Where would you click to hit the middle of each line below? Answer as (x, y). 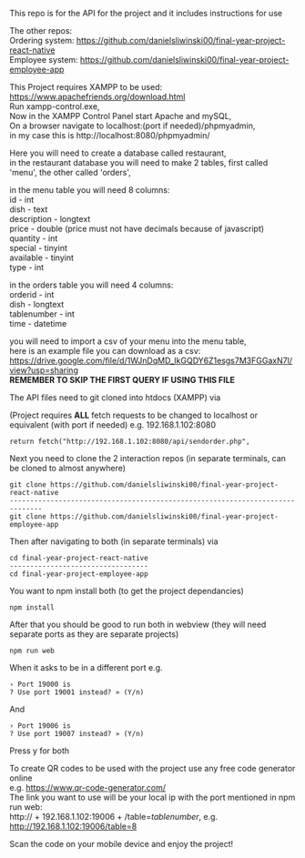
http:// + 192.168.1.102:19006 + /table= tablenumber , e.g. (114, 817)
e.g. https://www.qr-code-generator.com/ (88, 787)
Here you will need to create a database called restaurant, (118, 153)
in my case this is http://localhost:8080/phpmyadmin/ (110, 135)
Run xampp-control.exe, (55, 106)
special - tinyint (39, 248)
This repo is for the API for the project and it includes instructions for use (146, 13)
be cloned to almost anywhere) (67, 468)
